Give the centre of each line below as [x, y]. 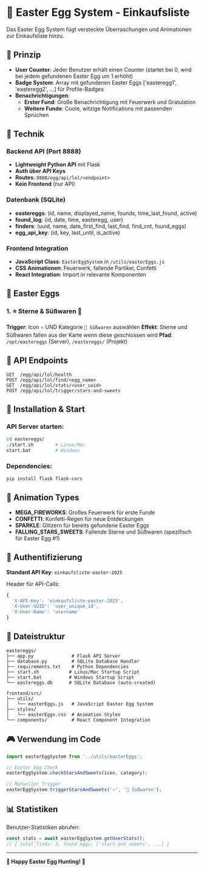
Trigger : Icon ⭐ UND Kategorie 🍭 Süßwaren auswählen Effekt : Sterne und [97, 327]
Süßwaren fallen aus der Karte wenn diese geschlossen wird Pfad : [90, 335]
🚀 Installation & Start [46, 409]
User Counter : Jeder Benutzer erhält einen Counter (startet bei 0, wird [103, 69]
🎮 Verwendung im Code [54, 739]
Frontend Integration [37, 248]
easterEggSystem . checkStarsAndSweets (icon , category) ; [77, 773]
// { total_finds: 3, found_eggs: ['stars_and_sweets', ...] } [88, 844]
